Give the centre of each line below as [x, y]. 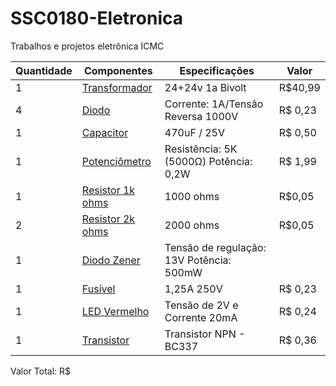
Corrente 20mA [201, 317]
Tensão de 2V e [201, 305]
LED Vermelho [115, 311]
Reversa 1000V [201, 116]
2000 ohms [192, 225]
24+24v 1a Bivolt [205, 87]
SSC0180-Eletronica [96, 18]
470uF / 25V [194, 132]
